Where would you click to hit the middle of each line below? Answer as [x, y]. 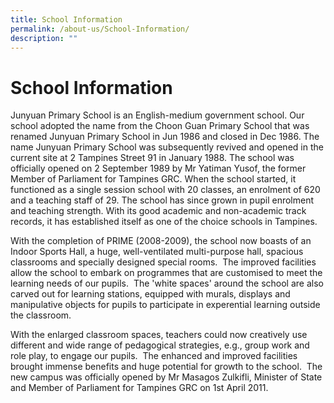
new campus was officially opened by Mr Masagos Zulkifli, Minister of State [166, 377]
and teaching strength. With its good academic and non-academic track [158, 211]
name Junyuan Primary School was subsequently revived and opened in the [167, 147]
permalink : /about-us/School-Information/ [100, 29]
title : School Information [66, 19]
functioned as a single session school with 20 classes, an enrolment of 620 [165, 190]
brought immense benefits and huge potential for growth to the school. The [166, 367]
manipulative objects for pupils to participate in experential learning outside [165, 305]
